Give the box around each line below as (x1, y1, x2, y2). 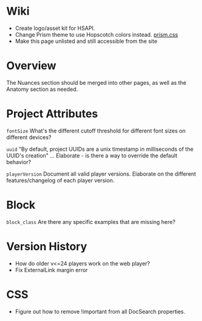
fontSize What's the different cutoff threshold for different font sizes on (6, 127, 186, 134)
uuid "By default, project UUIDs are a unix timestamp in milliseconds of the (6, 145, 193, 153)
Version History (6, 239, 87, 253)
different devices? (6, 133, 52, 141)
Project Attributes (6, 107, 99, 121)
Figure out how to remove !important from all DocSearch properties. (15, 308, 186, 315)
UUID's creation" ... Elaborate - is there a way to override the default (6, 151, 178, 159)
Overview (6, 59, 57, 73)
